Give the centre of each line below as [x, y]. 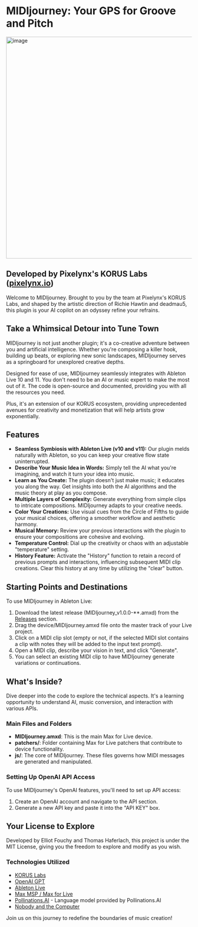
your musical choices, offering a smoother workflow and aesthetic [95, 518]
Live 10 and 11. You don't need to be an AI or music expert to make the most [98, 379]
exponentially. [23, 416]
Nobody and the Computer [47, 906]
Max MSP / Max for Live [44, 894]
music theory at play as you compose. [61, 493]
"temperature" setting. [42, 550]
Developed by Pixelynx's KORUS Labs [77, 274]
